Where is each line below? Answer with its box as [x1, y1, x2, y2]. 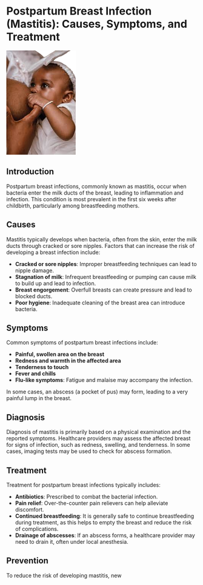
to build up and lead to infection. [15, 279, 96, 287]
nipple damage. [15, 267, 55, 274]
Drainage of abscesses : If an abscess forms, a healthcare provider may [15, 532, 195, 539]
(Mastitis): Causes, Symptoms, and [6, 17, 188, 31]
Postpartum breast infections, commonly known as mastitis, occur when [6, 182, 187, 190]
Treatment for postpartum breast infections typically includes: [6, 481, 161, 489]
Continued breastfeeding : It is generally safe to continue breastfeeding [15, 512, 195, 520]
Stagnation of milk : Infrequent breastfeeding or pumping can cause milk [15, 273, 197, 280]
